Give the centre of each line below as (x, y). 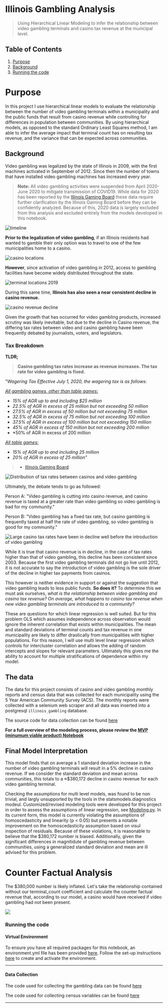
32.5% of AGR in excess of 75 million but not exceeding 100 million (81, 417)
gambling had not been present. (38, 902)
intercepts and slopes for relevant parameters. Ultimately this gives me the (82, 651)
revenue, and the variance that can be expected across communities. (76, 138)
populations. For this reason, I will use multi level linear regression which (80, 640)
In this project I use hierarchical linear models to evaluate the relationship (80, 106)
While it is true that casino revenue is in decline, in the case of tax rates (78, 552)
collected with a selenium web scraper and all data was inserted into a (77, 705)
